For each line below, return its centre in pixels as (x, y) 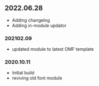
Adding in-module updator (39, 25)
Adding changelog (31, 20)
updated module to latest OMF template (53, 49)
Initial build (23, 73)
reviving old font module (37, 78)
